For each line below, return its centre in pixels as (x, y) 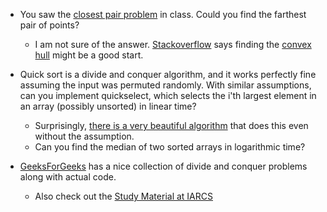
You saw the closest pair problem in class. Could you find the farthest (163, 14)
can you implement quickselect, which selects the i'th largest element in (168, 95)
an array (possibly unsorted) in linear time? (108, 106)
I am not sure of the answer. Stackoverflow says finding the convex (173, 44)
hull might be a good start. (89, 55)
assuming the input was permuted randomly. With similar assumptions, (165, 85)
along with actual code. (68, 177)
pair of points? (49, 25)
